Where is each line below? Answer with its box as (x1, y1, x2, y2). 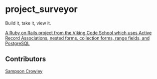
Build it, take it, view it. (5, 20, 51, 26)
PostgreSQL (5, 40, 30, 46)
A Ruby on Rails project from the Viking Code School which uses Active (5, 29, 152, 35)
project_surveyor (5, 3, 78, 15)
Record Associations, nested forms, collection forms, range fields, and (5, 35, 150, 41)
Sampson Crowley (5, 68, 43, 74)
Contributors (5, 55, 46, 63)
